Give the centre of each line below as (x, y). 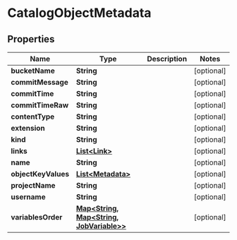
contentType (33, 116)
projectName (33, 185)
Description (167, 59)
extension (28, 128)
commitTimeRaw (40, 105)
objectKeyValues (40, 174)
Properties (31, 39)
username (28, 197)
